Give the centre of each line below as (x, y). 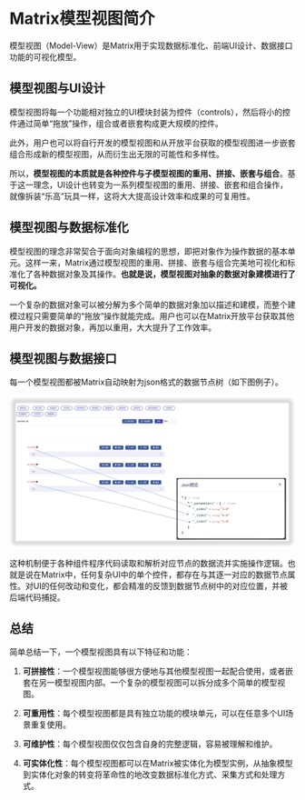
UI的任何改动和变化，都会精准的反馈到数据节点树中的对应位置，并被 (161, 585)
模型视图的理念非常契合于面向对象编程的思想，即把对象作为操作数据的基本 (148, 251)
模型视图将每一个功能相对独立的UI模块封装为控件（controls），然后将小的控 (150, 112)
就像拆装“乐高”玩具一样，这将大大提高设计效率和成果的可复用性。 (133, 195)
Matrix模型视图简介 (82, 19)
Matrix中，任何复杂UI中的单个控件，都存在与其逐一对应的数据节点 (164, 575)
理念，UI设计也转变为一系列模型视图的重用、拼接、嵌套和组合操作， (161, 185)
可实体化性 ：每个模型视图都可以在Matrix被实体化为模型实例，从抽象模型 (157, 764)
